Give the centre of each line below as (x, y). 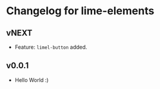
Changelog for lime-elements (80, 11)
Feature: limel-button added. (51, 47)
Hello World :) (32, 80)
